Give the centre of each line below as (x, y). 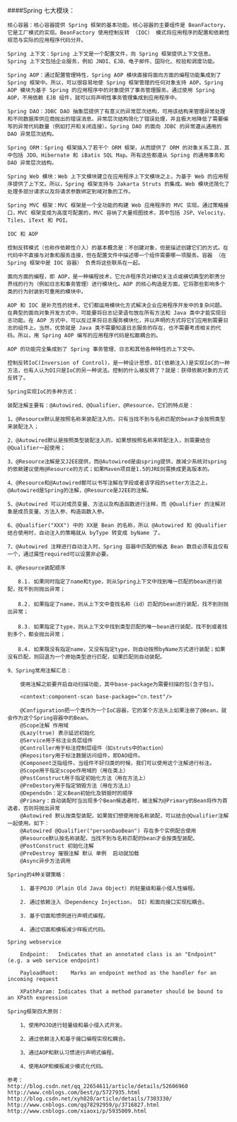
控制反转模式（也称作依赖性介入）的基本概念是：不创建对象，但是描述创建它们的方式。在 (118, 248)
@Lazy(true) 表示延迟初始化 (58, 733)
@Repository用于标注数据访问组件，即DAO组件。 (82, 756)
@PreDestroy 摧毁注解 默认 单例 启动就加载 (80, 854)
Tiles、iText (26, 220)
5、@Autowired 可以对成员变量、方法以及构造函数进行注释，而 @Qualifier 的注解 (114, 504)
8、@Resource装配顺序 (36, 568)
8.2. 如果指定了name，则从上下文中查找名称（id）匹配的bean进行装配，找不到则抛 (123, 604)
